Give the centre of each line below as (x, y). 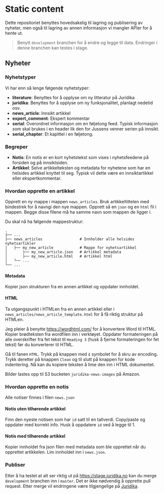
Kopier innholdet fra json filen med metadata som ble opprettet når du (75, 447)
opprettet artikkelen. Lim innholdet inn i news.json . (56, 452)
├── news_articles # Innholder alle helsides (70, 239)
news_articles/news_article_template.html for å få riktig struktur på (74, 314)
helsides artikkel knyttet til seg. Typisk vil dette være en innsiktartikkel (82, 173)
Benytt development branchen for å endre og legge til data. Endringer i (87, 42)
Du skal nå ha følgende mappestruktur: (44, 221)
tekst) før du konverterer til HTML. (39, 344)
